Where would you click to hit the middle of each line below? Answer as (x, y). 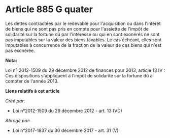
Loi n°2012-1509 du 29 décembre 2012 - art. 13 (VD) (67, 111)
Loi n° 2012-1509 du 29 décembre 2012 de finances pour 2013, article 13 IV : (85, 70)
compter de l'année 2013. (32, 81)
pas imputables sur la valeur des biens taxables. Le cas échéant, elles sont (83, 40)
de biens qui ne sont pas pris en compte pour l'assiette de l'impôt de (77, 29)
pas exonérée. (20, 50)
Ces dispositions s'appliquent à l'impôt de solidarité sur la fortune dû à (79, 75)
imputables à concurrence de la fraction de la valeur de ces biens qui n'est (83, 45)
